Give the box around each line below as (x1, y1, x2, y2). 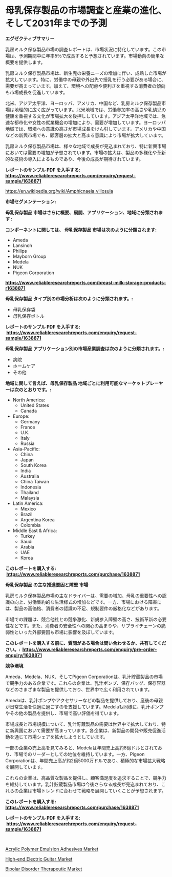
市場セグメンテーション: (5, 198, 56, 205)
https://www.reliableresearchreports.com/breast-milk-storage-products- (5, 279, 166, 285)
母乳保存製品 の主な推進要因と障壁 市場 (5, 581, 89, 587)
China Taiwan (20, 478, 50, 484)
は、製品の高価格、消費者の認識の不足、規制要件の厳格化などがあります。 (5, 605, 162, 611)
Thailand (20, 489, 39, 495)
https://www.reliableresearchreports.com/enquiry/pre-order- (22, 646, 157, 652)
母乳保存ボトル (12, 313, 45, 319)
